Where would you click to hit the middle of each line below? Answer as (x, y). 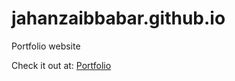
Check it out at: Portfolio (61, 65)
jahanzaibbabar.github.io (118, 18)
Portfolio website (46, 46)
